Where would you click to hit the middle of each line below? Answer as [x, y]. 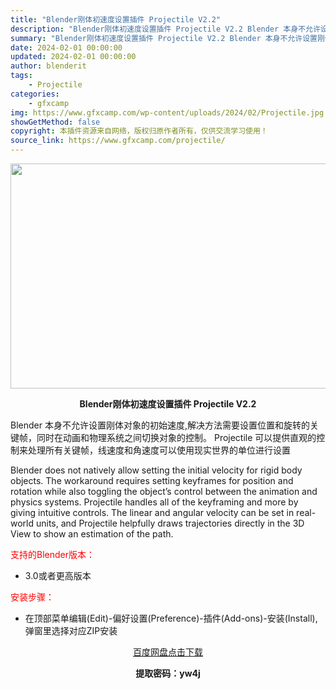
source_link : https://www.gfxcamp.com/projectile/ [118, 141]
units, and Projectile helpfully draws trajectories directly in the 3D [170, 523]
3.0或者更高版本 [58, 575]
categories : [35, 94]
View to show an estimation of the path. [92, 534]
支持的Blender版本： [52, 554]
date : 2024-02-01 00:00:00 [66, 47]
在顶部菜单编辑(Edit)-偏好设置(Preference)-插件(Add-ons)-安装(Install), [171, 618]
